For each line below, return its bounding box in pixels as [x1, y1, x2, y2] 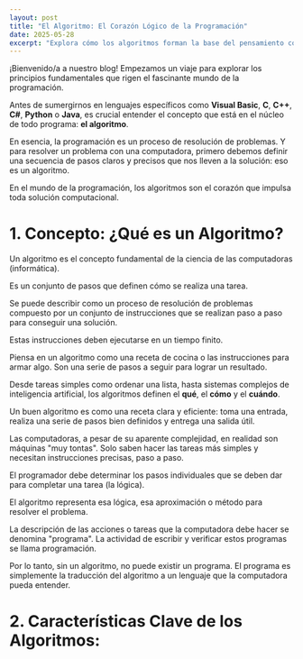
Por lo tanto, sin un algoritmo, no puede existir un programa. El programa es [9, 561, 291, 572]
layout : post [9, 13, 59, 23]
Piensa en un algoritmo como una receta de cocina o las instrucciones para [9, 352, 290, 363]
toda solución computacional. [9, 192, 120, 203]
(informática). [9, 263, 60, 274]
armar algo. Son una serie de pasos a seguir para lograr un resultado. [9, 362, 268, 372]
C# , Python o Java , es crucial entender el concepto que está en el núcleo [9, 109, 284, 120]
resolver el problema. [9, 507, 88, 517]
